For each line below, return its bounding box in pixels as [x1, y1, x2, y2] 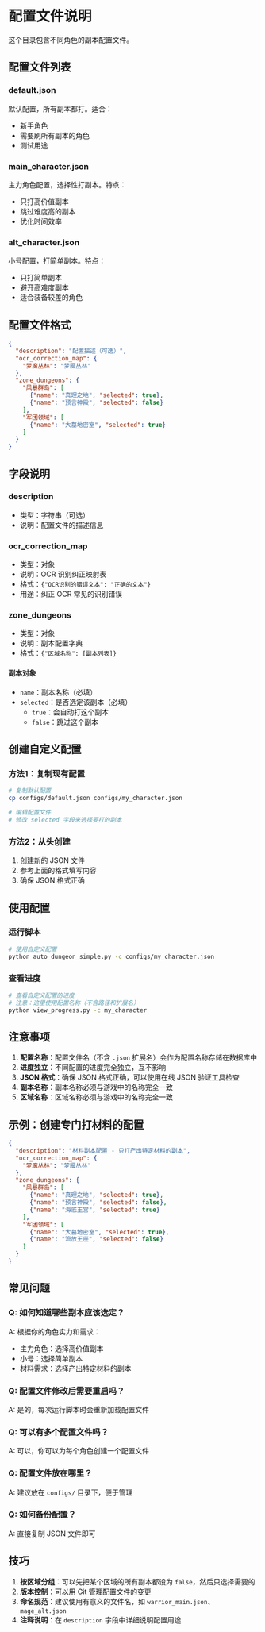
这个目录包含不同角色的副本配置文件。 [8, 35, 133, 44]
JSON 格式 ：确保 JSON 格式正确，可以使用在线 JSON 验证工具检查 [19, 1072, 240, 1082]
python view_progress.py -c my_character [8, 1006, 148, 1014]
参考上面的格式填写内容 [19, 866, 97, 876]
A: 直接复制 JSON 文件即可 [8, 1529, 96, 1538]
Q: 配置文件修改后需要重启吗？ [8, 1385, 125, 1396]
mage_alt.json [19, 1607, 67, 1615]
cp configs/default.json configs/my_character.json [8, 795, 182, 803]
